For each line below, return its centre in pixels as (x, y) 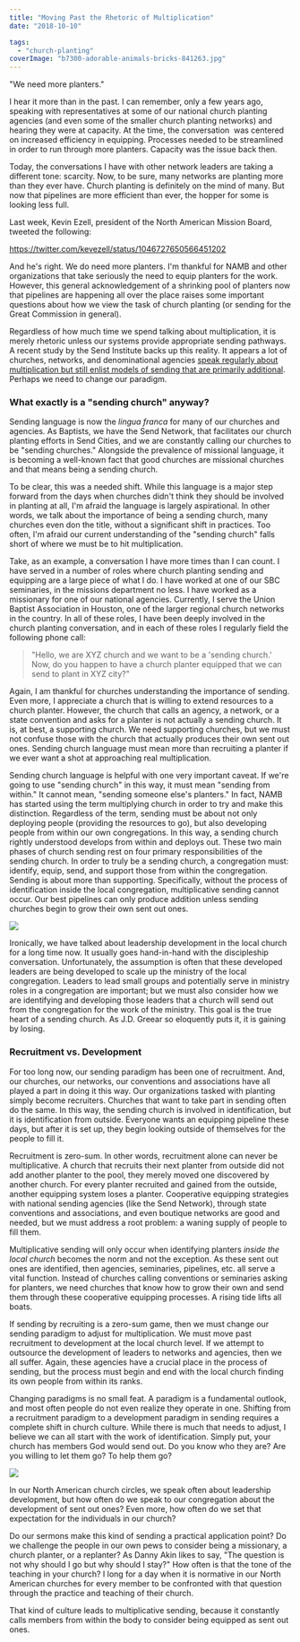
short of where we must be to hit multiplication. (96, 544)
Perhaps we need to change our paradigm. (88, 379)
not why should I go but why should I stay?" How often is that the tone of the (150, 1564)
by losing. (27, 1029)
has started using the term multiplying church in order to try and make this (146, 804)
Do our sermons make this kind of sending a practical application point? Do (148, 1535)
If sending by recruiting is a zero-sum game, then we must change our (139, 1324)
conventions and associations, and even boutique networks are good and (145, 1212)
